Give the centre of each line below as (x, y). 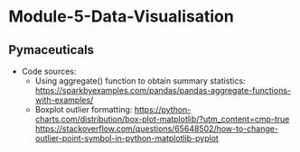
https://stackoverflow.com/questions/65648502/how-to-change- (157, 129)
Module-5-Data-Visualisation (121, 17)
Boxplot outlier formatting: (84, 109)
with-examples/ (64, 100)
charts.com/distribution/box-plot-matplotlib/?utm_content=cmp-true (162, 119)
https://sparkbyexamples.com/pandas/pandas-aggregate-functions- (163, 90)
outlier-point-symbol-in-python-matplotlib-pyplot (127, 138)
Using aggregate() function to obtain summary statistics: (140, 81)
